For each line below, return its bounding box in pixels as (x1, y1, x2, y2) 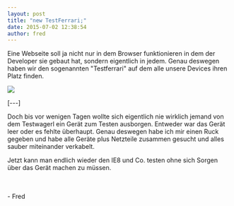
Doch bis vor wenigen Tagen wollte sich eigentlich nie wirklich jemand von (7, 112, 224, 121)
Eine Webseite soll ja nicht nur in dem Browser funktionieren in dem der (7, 49, 216, 58)
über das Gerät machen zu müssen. (7, 164, 112, 172)
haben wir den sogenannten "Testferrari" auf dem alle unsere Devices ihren (7, 64, 228, 73)
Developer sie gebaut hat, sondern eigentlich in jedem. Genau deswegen (7, 57, 220, 66)
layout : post (7, 10, 46, 18)
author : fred (7, 30, 46, 37)
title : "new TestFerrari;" (7, 17, 87, 24)
